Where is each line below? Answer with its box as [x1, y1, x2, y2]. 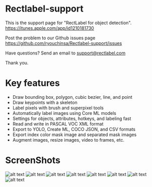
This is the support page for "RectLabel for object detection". [5, 20, 132, 26]
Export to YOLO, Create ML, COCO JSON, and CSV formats [12, 126, 136, 132]
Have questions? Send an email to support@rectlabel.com [5, 50, 126, 56]
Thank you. [5, 59, 29, 66]
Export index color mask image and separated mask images [12, 132, 137, 138]
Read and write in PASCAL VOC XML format [12, 120, 104, 127]
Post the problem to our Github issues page [5, 35, 96, 41]
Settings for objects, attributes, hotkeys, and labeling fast [12, 115, 131, 121]
